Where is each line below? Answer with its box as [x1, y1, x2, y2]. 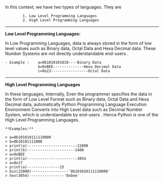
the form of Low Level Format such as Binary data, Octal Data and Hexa [5, 96, 149, 102]
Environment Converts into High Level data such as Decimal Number [5, 107, 143, 112]
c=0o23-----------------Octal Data [38, 69, 110, 73]
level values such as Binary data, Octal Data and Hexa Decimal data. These [5, 46, 156, 51]
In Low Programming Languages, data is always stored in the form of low [5, 40, 152, 46]
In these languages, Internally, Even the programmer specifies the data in [5, 91, 152, 97]
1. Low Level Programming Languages [22, 14, 97, 18]
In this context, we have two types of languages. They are [5, 4, 122, 10]
